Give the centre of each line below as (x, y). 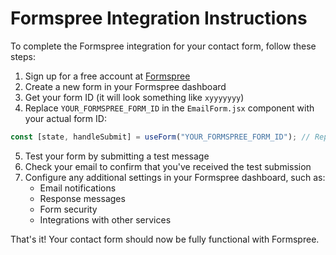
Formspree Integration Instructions (159, 18)
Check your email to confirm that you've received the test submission (168, 166)
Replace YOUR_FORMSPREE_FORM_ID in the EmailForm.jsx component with (169, 108)
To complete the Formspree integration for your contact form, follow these (163, 46)
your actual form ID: (65, 118)
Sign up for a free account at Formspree (107, 76)
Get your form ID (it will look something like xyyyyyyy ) (134, 97)
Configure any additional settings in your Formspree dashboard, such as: (175, 177)
